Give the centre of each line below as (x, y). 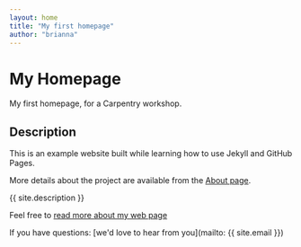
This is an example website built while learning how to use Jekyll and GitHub (151, 154)
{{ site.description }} (47, 198)
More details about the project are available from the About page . (130, 181)
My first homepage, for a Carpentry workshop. (96, 103)
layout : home (34, 18)
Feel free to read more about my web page (89, 216)
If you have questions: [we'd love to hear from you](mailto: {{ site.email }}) (147, 233)
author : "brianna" (44, 34)
